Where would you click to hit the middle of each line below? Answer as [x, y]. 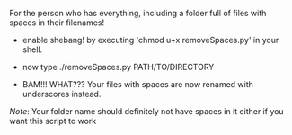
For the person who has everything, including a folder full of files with [138, 13]
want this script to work [53, 121]
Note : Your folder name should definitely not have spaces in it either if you [147, 111]
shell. [32, 49]
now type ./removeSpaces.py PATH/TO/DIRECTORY [118, 67]
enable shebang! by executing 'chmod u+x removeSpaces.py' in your [150, 40]
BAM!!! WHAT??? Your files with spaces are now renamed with [138, 84]
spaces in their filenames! [57, 22]
